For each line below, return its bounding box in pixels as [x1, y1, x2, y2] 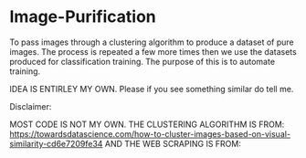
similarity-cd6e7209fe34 [9, 138, 103, 149]
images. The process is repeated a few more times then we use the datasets [9, 46, 297, 57]
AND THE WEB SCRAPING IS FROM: [104, 138, 242, 149]
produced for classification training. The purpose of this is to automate [9, 56, 276, 67]
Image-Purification [9, 6, 157, 27]
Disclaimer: [9, 100, 52, 111]
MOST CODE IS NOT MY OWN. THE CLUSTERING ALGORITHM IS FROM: [9, 119, 285, 130]
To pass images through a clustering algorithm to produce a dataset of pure [9, 37, 294, 47]
